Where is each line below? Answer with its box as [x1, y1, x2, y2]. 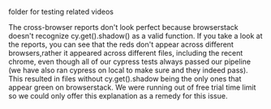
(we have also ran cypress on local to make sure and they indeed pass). [8, 65, 249, 75]
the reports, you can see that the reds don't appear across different [8, 40, 234, 49]
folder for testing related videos [8, 7, 114, 16]
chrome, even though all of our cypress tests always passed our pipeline [8, 57, 252, 66]
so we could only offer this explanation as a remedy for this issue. [8, 91, 228, 100]
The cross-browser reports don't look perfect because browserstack [8, 23, 239, 31]
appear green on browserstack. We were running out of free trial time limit [8, 82, 256, 92]
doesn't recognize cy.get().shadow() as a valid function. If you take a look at [8, 31, 263, 40]
